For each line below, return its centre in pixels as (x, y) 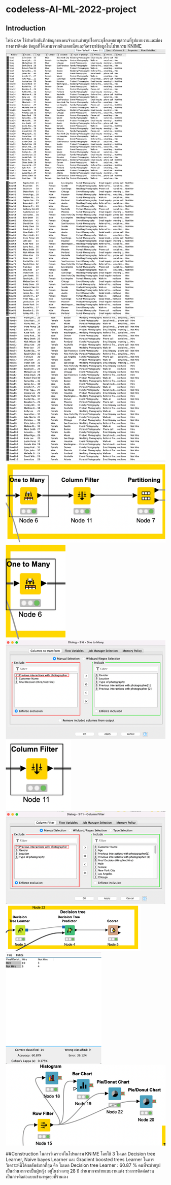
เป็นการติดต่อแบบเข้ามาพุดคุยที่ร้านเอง (37, 1177)
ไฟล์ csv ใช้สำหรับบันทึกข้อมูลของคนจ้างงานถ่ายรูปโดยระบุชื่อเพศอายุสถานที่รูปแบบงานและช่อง (84, 40)
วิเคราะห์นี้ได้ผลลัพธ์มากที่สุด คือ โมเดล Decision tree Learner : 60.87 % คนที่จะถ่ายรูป (83, 1165)
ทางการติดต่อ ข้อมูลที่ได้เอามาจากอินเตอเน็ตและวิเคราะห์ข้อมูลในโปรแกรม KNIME (74, 46)
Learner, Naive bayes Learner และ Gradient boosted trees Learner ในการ (80, 1160)
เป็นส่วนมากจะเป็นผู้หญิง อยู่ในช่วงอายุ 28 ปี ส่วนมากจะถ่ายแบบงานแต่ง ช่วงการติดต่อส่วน (80, 1171)
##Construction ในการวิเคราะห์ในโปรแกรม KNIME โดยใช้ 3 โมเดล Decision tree (81, 1154)
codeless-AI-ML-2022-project (71, 9)
